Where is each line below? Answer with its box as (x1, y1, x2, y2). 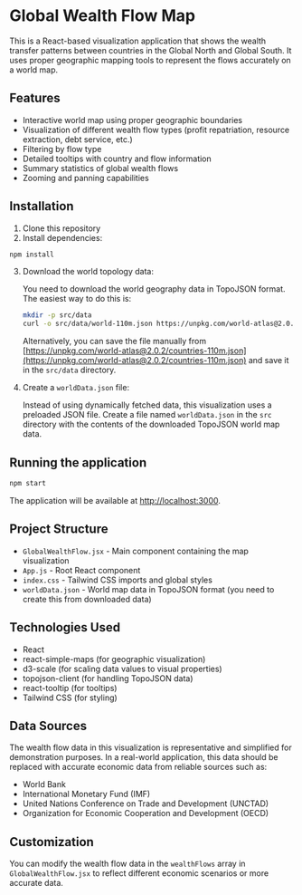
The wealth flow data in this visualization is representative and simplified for (9, 742, 292, 753)
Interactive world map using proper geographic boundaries (22, 114, 242, 125)
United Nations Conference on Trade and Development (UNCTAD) (22, 798, 269, 809)
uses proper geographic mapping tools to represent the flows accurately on (9, 54, 291, 65)
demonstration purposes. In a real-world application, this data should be (9, 752, 278, 763)
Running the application (9, 455, 147, 470)
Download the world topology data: (22, 266, 154, 277)
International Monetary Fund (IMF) (22, 789, 151, 800)
